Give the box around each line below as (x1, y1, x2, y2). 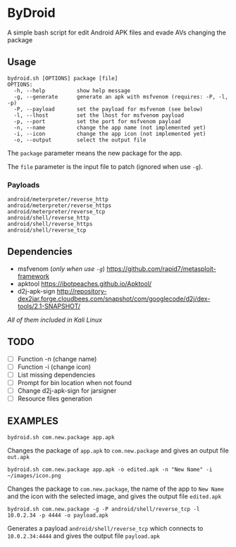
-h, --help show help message (13, 87, 131, 94)
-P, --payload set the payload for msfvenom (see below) (13, 106, 203, 113)
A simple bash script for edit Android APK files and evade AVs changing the (7, 28, 227, 37)
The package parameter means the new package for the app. (7, 149, 183, 157)
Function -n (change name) (17, 354, 97, 363)
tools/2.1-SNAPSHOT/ (17, 301, 81, 310)
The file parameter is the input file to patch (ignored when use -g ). (7, 162, 203, 170)
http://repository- (56, 287, 107, 295)
